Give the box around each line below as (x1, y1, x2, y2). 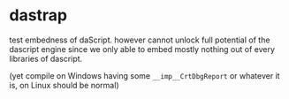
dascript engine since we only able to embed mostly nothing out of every (9, 43, 276, 54)
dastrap (9, 5, 68, 26)
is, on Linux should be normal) (9, 80, 119, 90)
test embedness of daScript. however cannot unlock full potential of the (9, 34, 270, 45)
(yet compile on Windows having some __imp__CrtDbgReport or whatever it (9, 70, 280, 80)
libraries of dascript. (9, 53, 83, 64)
